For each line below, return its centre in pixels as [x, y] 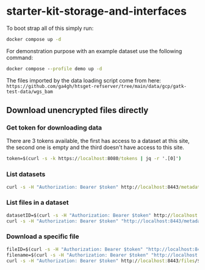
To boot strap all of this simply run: [50, 28]
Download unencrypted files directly [77, 110]
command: [20, 57]
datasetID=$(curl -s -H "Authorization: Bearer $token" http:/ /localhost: [103, 215]
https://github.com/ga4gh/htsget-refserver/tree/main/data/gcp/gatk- [97, 86]
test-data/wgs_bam [30, 92]
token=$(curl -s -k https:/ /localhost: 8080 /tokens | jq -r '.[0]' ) [94, 159]
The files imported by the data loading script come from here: [84, 80]
